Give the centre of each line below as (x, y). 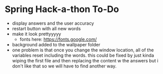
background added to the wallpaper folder (56, 44)
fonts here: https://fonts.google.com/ (58, 39)
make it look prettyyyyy (36, 34)
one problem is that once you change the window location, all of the (83, 50)
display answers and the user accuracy (53, 23)
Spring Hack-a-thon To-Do (62, 9)
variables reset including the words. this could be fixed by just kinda (83, 55)
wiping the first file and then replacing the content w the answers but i (85, 60)
